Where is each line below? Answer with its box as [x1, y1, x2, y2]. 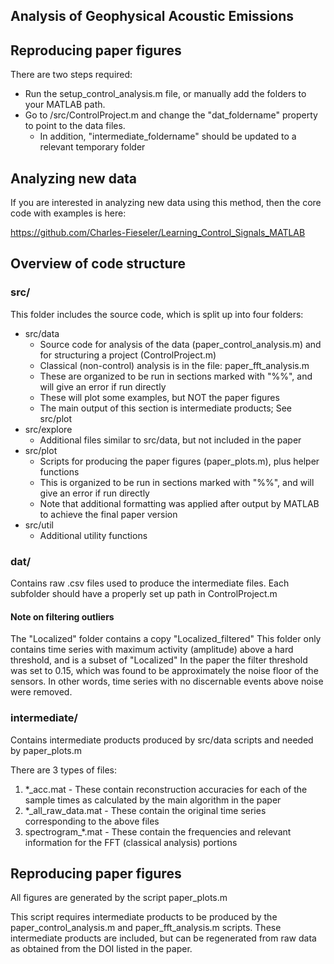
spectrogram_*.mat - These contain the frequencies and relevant [24, 825, 292, 838]
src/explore [24, 423, 73, 435]
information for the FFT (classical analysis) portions [24, 836, 238, 848]
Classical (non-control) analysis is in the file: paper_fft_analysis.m [39, 359, 310, 371]
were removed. [10, 686, 73, 698]
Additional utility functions [39, 529, 148, 541]
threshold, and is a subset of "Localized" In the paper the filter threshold [10, 654, 308, 666]
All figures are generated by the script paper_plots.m [10, 892, 228, 904]
